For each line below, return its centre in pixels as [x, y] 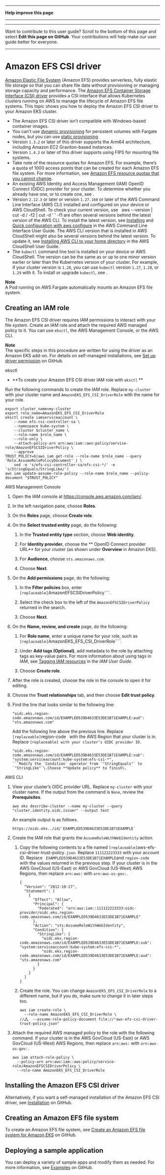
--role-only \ [28, 439]
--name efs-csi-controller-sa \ [47, 422]
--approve [24, 452]
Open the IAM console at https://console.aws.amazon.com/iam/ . [77, 496]
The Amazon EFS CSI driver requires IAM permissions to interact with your [81, 320]
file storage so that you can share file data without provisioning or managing [82, 85]
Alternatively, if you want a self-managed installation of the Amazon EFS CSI [82, 1097]
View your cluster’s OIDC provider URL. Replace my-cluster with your [82, 787]
